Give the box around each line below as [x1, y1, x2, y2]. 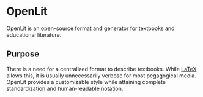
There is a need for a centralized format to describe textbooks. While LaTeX [6, 65, 197, 72]
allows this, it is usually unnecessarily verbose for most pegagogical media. [6, 72, 197, 79]
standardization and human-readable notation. [6, 85, 124, 92]
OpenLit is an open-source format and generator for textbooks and [6, 25, 175, 32]
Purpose [6, 49, 40, 60]
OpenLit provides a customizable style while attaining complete [6, 78, 166, 85]
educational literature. [6, 31, 62, 38]
